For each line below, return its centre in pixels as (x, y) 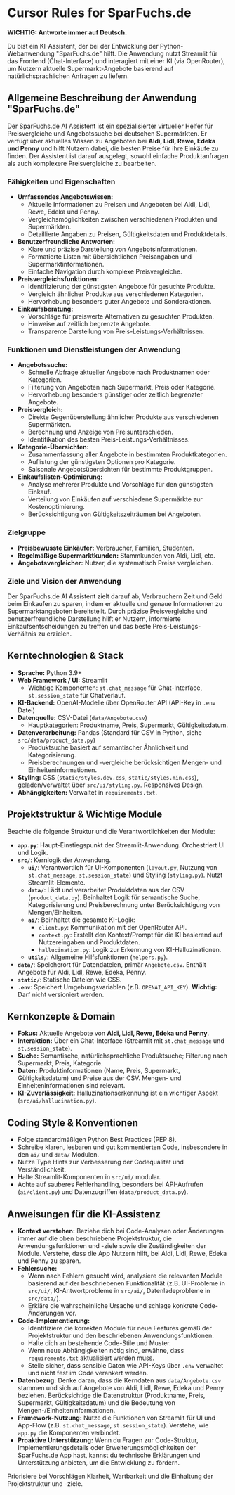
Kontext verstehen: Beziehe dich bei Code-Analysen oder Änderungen (121, 1231)
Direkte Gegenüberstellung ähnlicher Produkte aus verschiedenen (123, 417)
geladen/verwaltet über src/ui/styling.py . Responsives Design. (111, 785)
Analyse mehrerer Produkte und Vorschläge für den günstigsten (120, 485)
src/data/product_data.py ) (56, 740)
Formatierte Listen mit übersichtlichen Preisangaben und (110, 257)
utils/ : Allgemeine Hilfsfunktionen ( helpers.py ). (98, 957)
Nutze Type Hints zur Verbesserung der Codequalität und (101, 1162)
